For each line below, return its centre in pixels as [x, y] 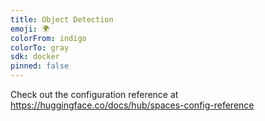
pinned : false [40, 66]
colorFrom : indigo [48, 38]
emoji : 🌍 [30, 29]
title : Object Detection [62, 19]
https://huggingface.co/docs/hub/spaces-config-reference [132, 105]
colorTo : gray [40, 47]
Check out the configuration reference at [94, 94]
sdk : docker [35, 57]
